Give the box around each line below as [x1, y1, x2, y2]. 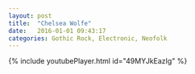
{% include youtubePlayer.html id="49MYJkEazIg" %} [8, 56, 188, 66]
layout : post [8, 11, 52, 20]
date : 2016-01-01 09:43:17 [8, 27, 106, 35]
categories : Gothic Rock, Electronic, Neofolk [8, 34, 168, 43]
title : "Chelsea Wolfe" [8, 19, 92, 27]
